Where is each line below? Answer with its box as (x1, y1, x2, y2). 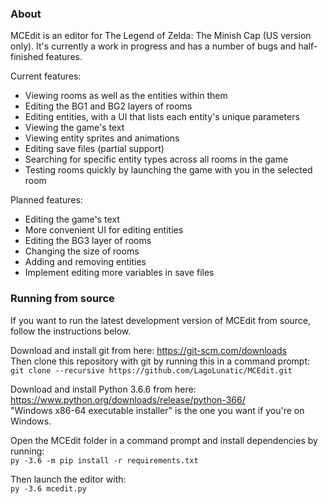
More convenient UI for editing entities (24, 224, 184, 236)
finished (10, 51, 44, 63)
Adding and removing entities (24, 256, 147, 268)
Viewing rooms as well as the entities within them (24, 90, 228, 102)
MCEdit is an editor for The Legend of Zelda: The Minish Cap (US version (10, 30, 312, 42)
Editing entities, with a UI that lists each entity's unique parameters (24, 111, 300, 123)
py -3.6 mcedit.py (10, 483, 87, 494)
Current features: (10, 70, 82, 82)
